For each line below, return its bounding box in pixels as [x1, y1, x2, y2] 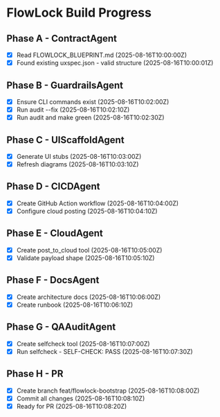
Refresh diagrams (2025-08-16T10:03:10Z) [16, 160, 139, 168]
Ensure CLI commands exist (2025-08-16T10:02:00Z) [16, 97, 169, 105]
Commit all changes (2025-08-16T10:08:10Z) [16, 394, 145, 402]
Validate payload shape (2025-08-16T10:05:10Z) [16, 253, 155, 262]
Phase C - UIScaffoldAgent [6, 134, 125, 146]
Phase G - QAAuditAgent [6, 321, 116, 333]
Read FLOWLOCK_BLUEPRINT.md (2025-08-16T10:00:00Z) [16, 51, 187, 59]
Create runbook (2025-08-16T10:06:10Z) [16, 300, 134, 309]
